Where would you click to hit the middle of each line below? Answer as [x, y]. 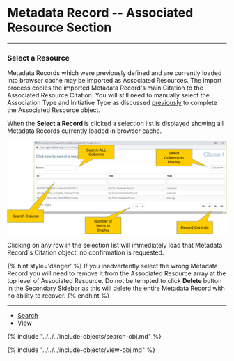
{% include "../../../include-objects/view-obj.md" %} [81, 350]
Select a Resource [38, 58]
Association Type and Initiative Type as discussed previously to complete [112, 103]
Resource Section [60, 27]
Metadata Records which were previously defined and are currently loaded [115, 73]
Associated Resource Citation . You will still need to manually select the [109, 95]
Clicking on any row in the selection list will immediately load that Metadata [115, 245]
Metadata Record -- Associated [100, 13]
